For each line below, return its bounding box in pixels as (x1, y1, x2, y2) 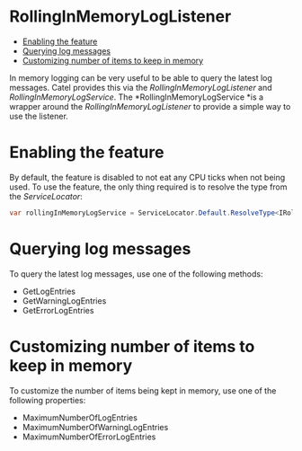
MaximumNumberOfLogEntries (22, 411, 138, 423)
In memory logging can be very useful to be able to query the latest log (9, 72, 272, 83)
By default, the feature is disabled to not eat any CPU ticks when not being (9, 172, 286, 182)
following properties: (9, 394, 86, 405)
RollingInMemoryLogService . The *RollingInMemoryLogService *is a (9, 92, 263, 102)
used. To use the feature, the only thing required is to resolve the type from (9, 181, 288, 192)
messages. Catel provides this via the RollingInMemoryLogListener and (9, 82, 272, 93)
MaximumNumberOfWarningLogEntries (22, 421, 169, 432)
